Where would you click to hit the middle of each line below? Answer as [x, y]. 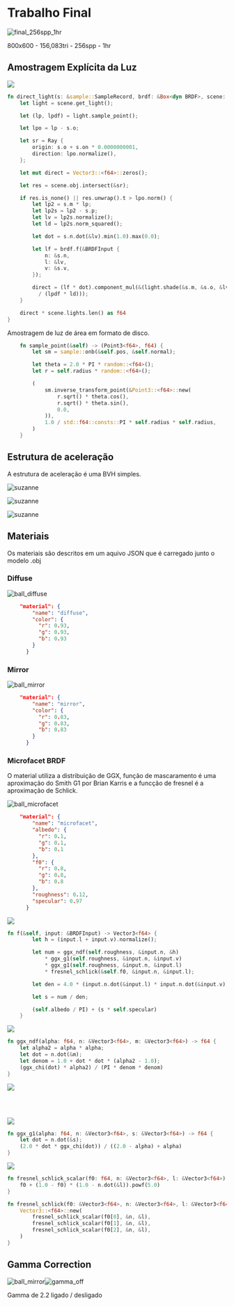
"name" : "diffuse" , [61, 613]
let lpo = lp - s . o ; [49, 128]
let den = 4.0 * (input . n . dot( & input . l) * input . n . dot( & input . [126, 984]
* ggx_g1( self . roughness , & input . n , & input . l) [113, 965]
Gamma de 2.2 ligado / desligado [55, 1295]
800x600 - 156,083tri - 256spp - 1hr [59, 45]
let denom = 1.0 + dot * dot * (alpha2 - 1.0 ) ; [90, 1061]
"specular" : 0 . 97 [57, 901]
